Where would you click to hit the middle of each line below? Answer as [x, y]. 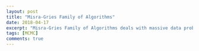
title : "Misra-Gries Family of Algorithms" [61, 17]
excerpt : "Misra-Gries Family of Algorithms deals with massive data [94, 28]
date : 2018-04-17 [28, 22]
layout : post [22, 11]
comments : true [25, 39]
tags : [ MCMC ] [22, 33]
